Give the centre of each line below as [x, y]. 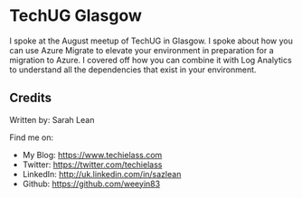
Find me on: [32, 137]
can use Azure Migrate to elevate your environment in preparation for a [142, 50]
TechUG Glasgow [76, 16]
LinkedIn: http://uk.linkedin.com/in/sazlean [102, 174]
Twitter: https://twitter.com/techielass [92, 165]
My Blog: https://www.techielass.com [92, 155]
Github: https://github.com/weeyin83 [91, 184]
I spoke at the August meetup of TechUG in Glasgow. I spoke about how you [151, 41]
